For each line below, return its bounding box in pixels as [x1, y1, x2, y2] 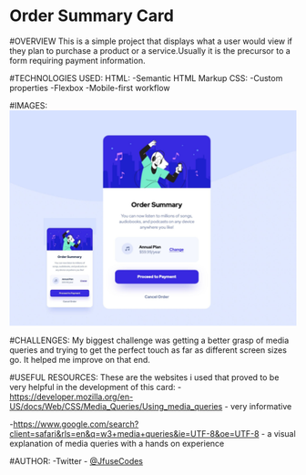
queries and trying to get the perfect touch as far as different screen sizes [9, 344, 287, 356]
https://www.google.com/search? [13, 418, 139, 429]
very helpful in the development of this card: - [9, 381, 182, 392]
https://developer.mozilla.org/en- [9, 391, 134, 402]
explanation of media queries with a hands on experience [9, 438, 225, 449]
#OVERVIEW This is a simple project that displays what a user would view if [9, 36, 293, 46]
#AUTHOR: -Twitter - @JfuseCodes [9, 455, 144, 466]
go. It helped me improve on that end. [9, 354, 150, 365]
